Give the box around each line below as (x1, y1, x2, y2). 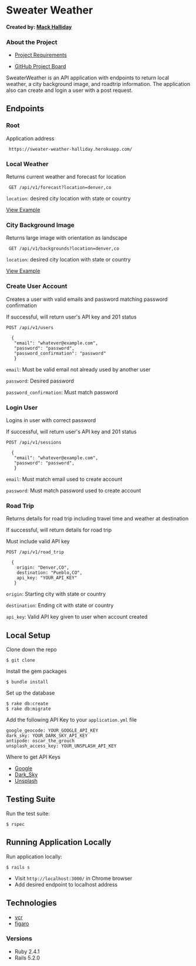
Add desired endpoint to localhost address (14, 881, 118, 888)
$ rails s (6, 864, 31, 870)
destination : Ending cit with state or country (6, 602, 114, 609)
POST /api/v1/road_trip (6, 549, 65, 555)
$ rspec (6, 821, 25, 827)
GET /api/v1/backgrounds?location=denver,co (8, 245, 119, 252)
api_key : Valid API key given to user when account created (6, 613, 148, 620)
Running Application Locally (6, 837, 111, 848)
